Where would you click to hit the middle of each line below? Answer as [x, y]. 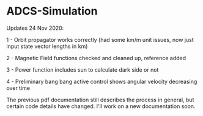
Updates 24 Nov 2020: [35, 28]
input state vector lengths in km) [47, 46]
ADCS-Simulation [52, 11]
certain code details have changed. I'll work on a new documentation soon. [101, 106]
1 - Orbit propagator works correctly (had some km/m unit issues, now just [100, 39]
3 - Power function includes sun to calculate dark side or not [83, 70]
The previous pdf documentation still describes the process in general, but [100, 100]
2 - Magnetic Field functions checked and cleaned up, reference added [96, 58]
